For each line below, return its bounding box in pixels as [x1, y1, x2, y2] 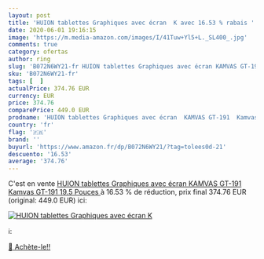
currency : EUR [8, 92, 55, 100]
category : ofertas [8, 48, 68, 56]
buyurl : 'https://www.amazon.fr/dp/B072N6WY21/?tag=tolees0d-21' [8, 143, 226, 151]
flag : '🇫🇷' [8, 128, 47, 136]
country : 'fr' [8, 121, 55, 129]
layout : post [8, 11, 51, 20]
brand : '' [8, 135, 41, 144]
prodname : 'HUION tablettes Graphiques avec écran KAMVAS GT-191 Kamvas [8, 114, 258, 122]
